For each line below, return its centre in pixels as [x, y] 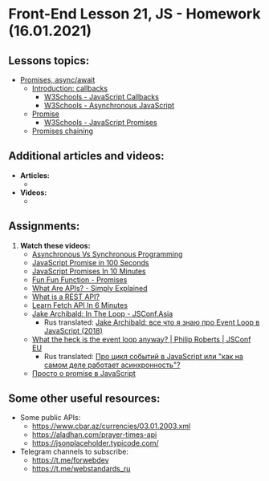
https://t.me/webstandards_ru [81, 469]
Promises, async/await [57, 80]
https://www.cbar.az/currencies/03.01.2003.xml [111, 426]
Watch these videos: [55, 245]
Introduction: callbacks [70, 88]
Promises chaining [63, 131]
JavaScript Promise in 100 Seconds [90, 262]
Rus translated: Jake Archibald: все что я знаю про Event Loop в [152, 322]
